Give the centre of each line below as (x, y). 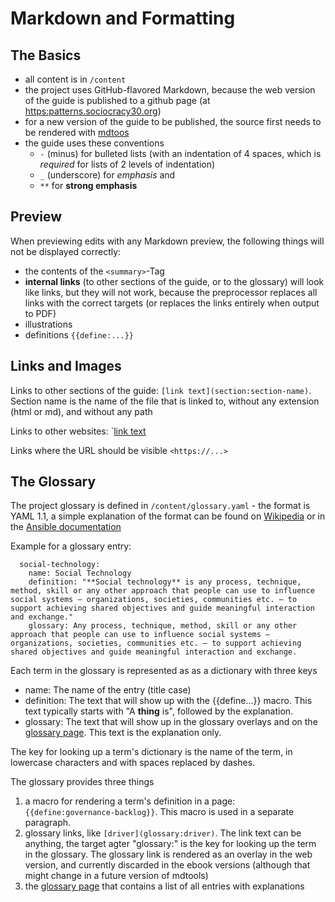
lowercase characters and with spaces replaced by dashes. (133, 763)
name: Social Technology (80, 573)
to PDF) (40, 313)
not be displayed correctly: (66, 251)
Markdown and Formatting (123, 18)
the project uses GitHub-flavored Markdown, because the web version (170, 90)
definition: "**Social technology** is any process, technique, (165, 582)
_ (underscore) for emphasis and (107, 175)
